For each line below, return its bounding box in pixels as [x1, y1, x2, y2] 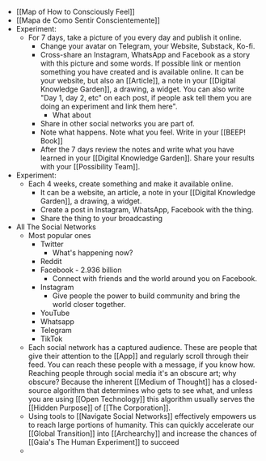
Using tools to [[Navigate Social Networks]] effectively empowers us [27, 412, 257, 420]
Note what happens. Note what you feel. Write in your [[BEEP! [40, 127, 247, 137]
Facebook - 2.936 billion [40, 265, 122, 275]
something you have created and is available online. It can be [40, 67, 244, 76]
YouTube [40, 308, 70, 318]
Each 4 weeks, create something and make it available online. [27, 179, 234, 189]
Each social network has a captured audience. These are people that [27, 343, 257, 352]
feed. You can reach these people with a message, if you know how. [27, 360, 255, 369]
